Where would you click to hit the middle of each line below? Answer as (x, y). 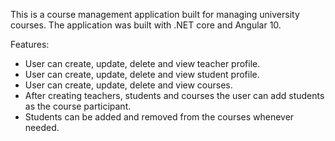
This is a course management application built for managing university (155, 14)
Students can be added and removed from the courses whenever (159, 117)
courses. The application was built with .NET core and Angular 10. (146, 25)
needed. (42, 127)
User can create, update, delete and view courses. (128, 85)
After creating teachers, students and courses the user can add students (174, 95)
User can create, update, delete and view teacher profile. (142, 63)
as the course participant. (78, 106)
